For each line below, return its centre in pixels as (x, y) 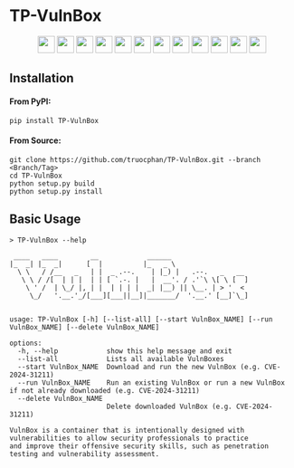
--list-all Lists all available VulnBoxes (121, 358)
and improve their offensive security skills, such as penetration (139, 446)
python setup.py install (56, 191)
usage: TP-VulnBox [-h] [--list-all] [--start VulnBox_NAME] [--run (141, 319)
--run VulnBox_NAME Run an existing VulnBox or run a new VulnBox (151, 382)
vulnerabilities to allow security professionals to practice (129, 438)
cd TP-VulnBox (36, 176)
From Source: (35, 140)
